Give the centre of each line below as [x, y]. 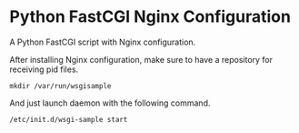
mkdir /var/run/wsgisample [60, 86]
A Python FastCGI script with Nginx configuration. [103, 42]
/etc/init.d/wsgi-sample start [69, 119]
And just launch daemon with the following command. [110, 103]
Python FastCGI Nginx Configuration [150, 17]
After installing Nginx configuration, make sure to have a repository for [141, 59]
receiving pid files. [44, 69]
